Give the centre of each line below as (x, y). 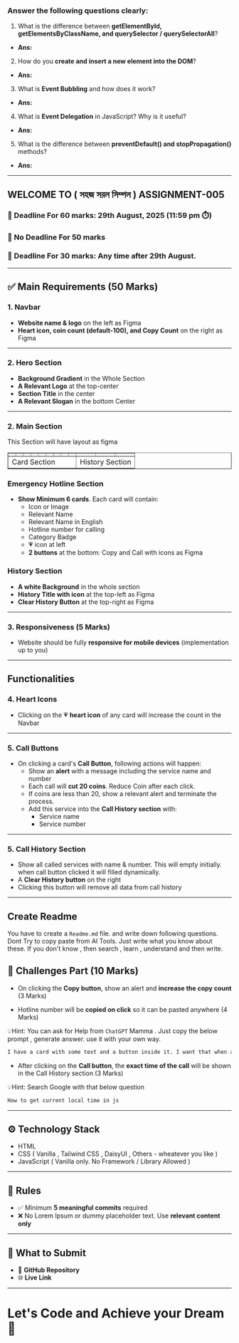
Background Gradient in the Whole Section (81, 378)
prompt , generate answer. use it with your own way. (84, 1039)
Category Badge (52, 537)
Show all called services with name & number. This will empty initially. (119, 864)
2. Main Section (35, 426)
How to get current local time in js (63, 1100)
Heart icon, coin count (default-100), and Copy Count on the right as (120, 330)
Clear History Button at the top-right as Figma (86, 602)
